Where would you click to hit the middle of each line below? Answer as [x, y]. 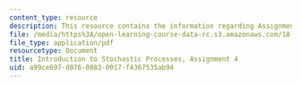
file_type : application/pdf [62, 43]
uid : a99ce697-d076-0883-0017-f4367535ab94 [92, 68]
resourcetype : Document [54, 51]
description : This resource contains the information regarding [132, 26]
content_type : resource [54, 17]
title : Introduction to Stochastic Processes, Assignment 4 [124, 59]
